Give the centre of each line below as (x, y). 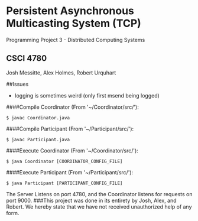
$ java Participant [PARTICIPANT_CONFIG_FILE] (64, 183)
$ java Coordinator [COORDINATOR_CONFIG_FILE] (64, 161)
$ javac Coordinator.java (38, 118)
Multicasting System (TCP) (74, 23)
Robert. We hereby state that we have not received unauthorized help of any (99, 207)
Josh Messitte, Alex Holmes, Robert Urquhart (61, 73)
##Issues (17, 84)
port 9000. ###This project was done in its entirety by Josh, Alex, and (91, 200)
